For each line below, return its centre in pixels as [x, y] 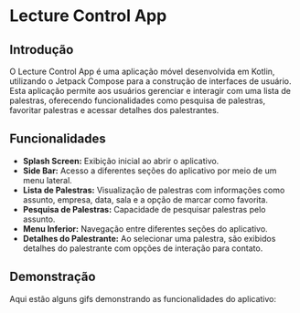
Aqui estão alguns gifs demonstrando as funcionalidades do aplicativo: [143, 298]
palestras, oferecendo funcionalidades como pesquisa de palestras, [138, 100]
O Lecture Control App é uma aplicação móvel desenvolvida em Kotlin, [142, 71]
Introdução [42, 50]
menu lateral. [48, 180]
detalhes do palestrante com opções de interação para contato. [143, 248]
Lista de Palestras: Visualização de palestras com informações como [154, 190]
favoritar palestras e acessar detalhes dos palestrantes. [114, 110]
